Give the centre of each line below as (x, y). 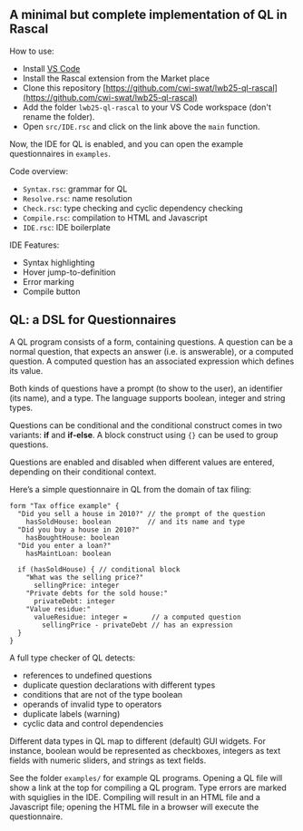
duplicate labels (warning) (71, 714)
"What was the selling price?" (85, 577)
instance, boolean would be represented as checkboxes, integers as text (145, 750)
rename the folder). (59, 116)
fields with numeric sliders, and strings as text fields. (108, 760)
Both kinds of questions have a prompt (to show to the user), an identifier (146, 388)
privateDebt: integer (74, 601)
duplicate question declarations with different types (119, 685)
